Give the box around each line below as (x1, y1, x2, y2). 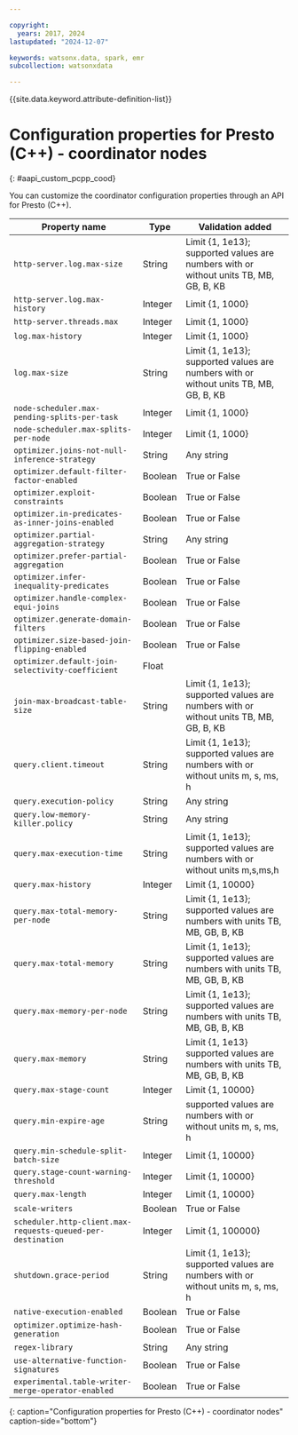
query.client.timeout (13, 760, 105, 770)
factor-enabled (13, 476, 78, 486)
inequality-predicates (13, 581, 109, 591)
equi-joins (13, 602, 59, 613)
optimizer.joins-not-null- (13, 446, 128, 456)
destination (13, 1235, 65, 1245)
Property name (41, 221, 106, 234)
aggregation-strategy (13, 539, 105, 549)
